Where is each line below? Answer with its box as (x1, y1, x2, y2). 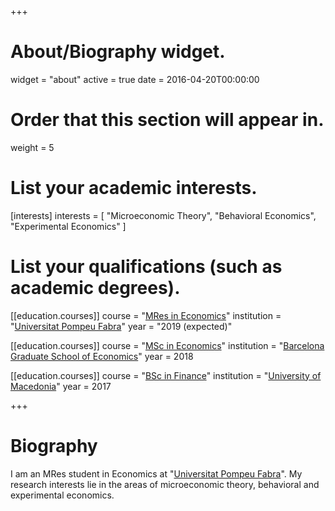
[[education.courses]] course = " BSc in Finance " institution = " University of (10, 369, 322, 381)
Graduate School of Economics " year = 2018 (10, 350, 194, 362)
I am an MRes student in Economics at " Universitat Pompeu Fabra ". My (10, 467, 303, 480)
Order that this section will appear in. (10, 109, 325, 131)
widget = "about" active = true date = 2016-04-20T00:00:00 (10, 73, 260, 85)
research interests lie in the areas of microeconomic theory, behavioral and (10, 478, 320, 490)
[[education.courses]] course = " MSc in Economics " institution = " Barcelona (10, 339, 325, 351)
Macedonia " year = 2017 (10, 380, 112, 392)
